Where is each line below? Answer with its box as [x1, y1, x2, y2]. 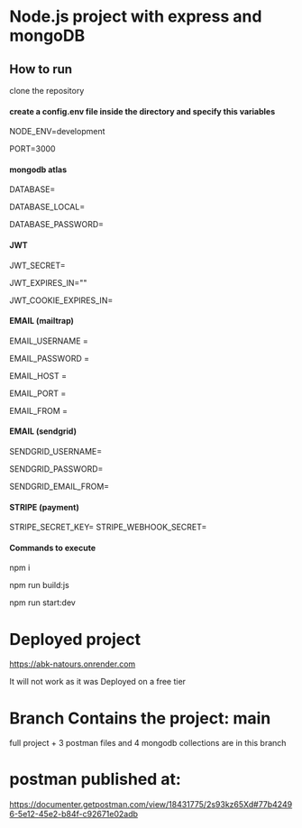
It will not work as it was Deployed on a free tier [9, 676, 187, 687]
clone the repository [9, 86, 85, 96]
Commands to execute [9, 542, 96, 553]
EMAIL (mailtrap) [9, 316, 75, 327]
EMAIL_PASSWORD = [9, 353, 90, 363]
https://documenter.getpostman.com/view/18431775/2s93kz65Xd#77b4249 [9, 799, 293, 810]
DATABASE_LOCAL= [9, 201, 86, 213]
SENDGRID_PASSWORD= [9, 464, 104, 474]
